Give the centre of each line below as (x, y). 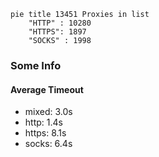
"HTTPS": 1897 (57, 32)
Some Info (36, 65)
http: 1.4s (43, 122)
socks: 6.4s (48, 144)
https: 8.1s (45, 133)
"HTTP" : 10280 (60, 23)
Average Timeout (47, 89)
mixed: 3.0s (48, 112)
